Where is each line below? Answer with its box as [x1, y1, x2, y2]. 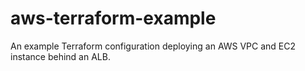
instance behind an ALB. [10, 50, 111, 62]
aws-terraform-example [10, 7, 217, 30]
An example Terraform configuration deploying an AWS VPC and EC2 [10, 40, 297, 52]
